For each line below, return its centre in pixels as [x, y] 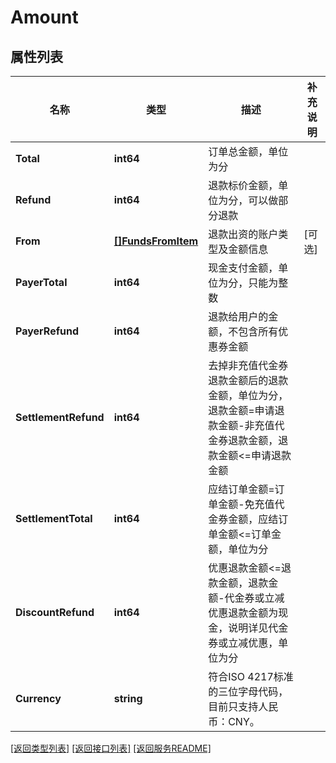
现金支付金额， [243, 268]
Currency [38, 698]
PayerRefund [47, 331]
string [128, 698]
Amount [44, 17]
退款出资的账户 [243, 234]
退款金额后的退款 [248, 380]
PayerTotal [41, 282]
